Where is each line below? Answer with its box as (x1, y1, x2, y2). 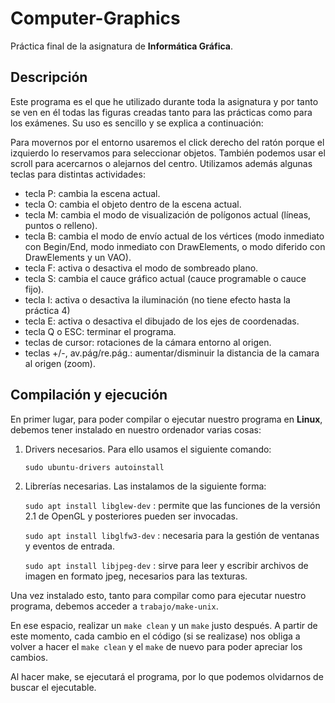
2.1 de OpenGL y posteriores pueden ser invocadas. (24, 510, 238, 522)
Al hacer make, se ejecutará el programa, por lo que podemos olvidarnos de (10, 670, 324, 682)
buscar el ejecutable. (10, 681, 97, 693)
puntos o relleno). (24, 219, 98, 231)
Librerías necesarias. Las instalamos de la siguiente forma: (24, 480, 267, 492)
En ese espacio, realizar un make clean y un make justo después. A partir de (10, 619, 318, 631)
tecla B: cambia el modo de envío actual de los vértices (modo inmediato (24, 230, 325, 242)
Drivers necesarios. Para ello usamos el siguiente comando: (24, 443, 272, 455)
